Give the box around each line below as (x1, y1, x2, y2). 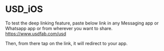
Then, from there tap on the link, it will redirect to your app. (5, 40, 128, 46)
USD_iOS (5, 3, 43, 15)
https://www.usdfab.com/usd (5, 30, 67, 36)
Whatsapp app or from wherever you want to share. (5, 25, 113, 31)
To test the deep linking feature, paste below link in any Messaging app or (5, 20, 159, 26)
